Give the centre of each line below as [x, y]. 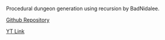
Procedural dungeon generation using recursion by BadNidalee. [83, 9]
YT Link [16, 31]
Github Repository [28, 20]
